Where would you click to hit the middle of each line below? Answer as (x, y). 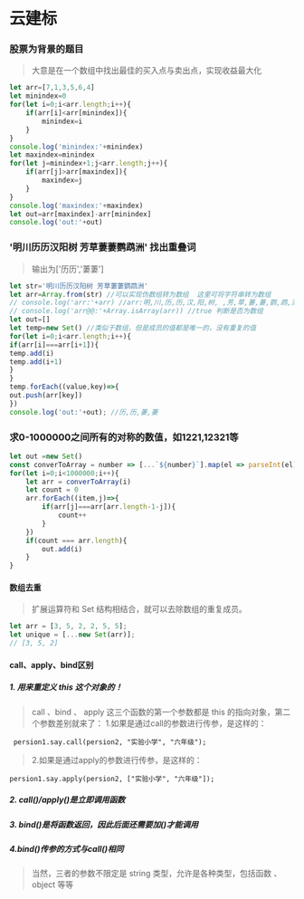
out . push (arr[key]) (46, 396)
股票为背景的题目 (47, 49)
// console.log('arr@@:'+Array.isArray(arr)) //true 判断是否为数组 (137, 311)
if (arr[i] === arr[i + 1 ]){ (54, 345)
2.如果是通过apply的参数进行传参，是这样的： (117, 760)
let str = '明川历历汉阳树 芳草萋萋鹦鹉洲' (79, 286)
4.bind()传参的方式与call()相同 (66, 848)
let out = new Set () (46, 456)
